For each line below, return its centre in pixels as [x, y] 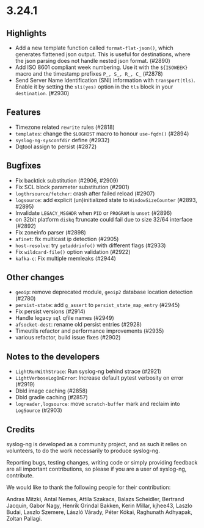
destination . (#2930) [42, 93]
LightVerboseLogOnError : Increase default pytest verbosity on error [99, 378]
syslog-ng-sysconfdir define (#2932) [62, 140]
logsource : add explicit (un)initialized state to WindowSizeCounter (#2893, [106, 200]
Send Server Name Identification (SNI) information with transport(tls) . [105, 80]
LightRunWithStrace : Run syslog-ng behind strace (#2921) [88, 371]
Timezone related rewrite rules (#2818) [65, 127]
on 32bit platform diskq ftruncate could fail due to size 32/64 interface [104, 219]
